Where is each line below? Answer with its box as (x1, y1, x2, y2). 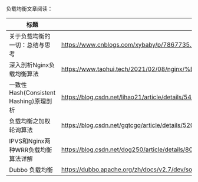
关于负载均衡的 (9, 32, 51, 40)
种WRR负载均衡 (9, 146, 52, 154)
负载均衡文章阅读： (6, 5, 53, 12)
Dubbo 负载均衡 (9, 166, 53, 174)
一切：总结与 (9, 41, 45, 49)
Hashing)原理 (9, 97, 47, 105)
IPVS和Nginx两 (9, 137, 51, 145)
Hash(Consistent (9, 89, 56, 96)
